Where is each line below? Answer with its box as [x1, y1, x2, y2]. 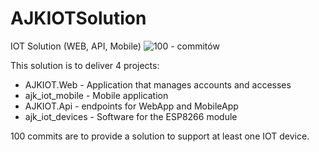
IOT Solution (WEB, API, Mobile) [10, 40, 142, 52]
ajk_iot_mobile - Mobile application [24, 89, 169, 101]
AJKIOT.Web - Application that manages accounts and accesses [24, 78, 292, 91]
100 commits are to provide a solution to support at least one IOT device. [10, 130, 310, 142]
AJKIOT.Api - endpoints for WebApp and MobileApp [24, 100, 239, 112]
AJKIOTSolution [10, 7, 147, 30]
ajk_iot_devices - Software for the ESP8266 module [24, 110, 238, 122]
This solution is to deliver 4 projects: [10, 59, 160, 71]
